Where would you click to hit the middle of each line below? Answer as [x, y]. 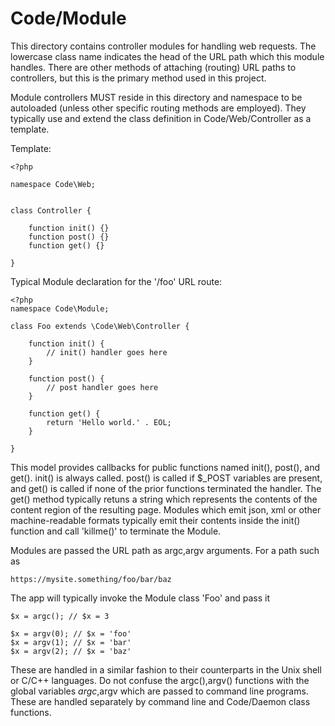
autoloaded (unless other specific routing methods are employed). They [158, 108]
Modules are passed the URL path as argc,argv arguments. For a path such [165, 550]
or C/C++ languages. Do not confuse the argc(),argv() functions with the [160, 680]
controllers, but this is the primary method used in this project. [138, 78]
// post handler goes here [102, 387]
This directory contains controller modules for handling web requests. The [163, 46]
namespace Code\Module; [60, 308]
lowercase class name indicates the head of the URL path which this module [167, 56]
